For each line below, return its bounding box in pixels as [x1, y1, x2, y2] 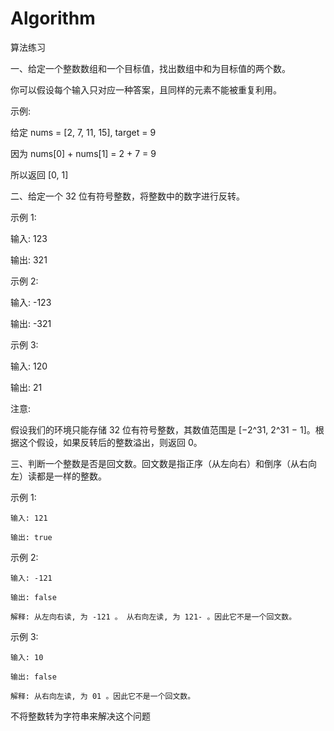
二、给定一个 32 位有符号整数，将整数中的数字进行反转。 [10, 190, 246, 202]
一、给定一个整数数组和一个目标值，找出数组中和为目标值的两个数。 [10, 62, 291, 74]
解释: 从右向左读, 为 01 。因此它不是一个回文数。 [10, 691, 196, 701]
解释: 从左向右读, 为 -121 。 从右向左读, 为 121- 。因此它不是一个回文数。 [10, 612, 297, 622]
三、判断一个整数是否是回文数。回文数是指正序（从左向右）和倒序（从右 [10, 457, 308, 469]
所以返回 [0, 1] [10, 168, 69, 181]
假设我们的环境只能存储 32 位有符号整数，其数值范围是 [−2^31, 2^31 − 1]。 [10, 423, 316, 436]
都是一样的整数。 [36, 470, 107, 482]
